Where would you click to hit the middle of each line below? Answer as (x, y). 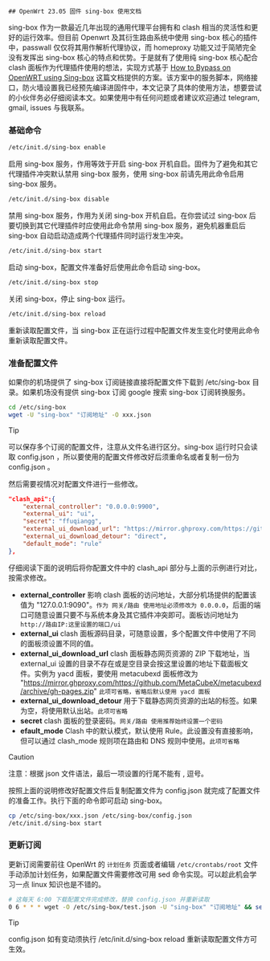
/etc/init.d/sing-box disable (59, 199)
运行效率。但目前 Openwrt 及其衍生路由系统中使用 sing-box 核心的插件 (140, 37)
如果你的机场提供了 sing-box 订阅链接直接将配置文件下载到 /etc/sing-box (129, 382)
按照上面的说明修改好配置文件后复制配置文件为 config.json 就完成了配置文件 (135, 790)
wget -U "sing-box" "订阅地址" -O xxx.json (80, 415)
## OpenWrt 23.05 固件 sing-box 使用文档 (75, 11)
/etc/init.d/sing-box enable (57, 148)
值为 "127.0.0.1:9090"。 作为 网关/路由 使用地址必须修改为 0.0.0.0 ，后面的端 (140, 605)
